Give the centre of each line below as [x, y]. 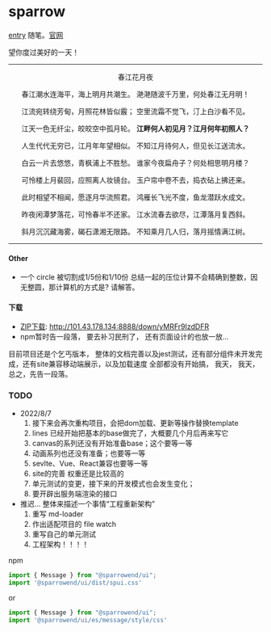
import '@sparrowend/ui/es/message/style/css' [88, 621]
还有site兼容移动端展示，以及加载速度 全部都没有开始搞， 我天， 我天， [141, 364]
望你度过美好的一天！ [44, 52]
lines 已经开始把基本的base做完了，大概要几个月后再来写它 [130, 433]
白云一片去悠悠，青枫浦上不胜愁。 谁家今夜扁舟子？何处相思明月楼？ [135, 162]
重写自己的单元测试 [64, 534]
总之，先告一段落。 [40, 374]
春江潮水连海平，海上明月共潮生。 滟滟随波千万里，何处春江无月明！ [135, 94]
